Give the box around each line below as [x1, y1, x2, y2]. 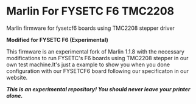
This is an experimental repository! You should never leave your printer [6, 85, 191, 92]
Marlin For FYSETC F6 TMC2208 [6, 4, 175, 18]
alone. [6, 92, 23, 99]
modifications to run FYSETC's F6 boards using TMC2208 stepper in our [6, 54, 189, 61]
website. [6, 74, 28, 81]
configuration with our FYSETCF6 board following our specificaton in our [6, 67, 189, 74]
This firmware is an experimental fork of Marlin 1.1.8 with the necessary [6, 47, 184, 55]
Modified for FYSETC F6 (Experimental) [6, 36, 108, 43]
